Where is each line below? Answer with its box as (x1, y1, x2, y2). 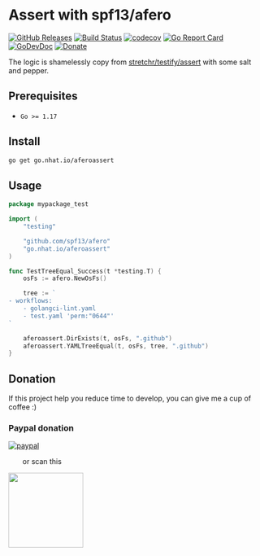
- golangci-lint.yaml (23, 304, 96, 313)
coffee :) (8, 402, 37, 412)
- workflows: (8, 297, 53, 305)
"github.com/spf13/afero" (23, 237, 111, 245)
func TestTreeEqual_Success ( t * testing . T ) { (8, 267, 162, 275)
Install (8, 134, 41, 148)
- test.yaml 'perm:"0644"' (23, 312, 115, 320)
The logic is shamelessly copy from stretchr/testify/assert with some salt (8, 57, 252, 67)
